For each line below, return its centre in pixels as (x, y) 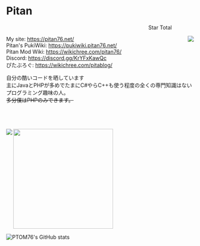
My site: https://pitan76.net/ (40, 39)
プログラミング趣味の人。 (37, 92)
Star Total (160, 27)
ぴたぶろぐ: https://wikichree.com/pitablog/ (60, 65)
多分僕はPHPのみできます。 (40, 100)
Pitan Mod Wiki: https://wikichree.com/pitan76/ (64, 51)
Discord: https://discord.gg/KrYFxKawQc (57, 58)
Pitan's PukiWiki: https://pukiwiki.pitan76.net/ (62, 45)
